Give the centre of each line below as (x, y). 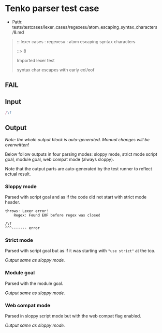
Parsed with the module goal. (34, 283)
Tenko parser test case (52, 8)
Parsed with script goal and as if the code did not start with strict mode (76, 197)
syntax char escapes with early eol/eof (56, 70)
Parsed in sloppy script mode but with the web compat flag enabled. (73, 316)
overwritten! (17, 145)
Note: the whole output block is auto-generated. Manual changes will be (77, 139)
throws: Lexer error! (27, 211)
